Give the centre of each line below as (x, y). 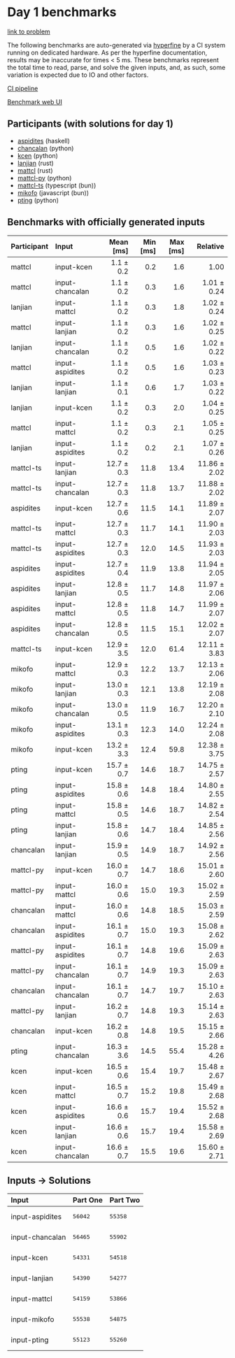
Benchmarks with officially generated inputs (106, 222)
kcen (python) (37, 155)
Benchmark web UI (35, 101)
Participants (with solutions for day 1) (90, 124)
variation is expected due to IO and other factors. (78, 75)
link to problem (29, 31)
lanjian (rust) (35, 163)
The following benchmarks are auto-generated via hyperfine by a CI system (116, 45)
